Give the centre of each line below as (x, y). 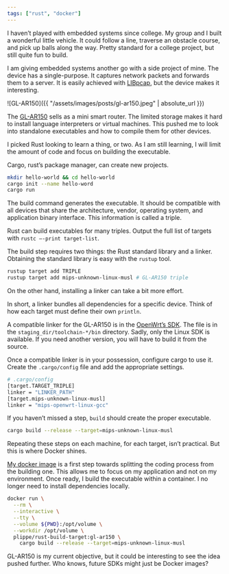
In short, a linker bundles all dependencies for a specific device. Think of (110, 304)
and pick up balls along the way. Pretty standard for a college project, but (111, 47)
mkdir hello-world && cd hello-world (61, 177)
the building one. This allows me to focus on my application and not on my (112, 472)
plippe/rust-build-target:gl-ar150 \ (67, 537)
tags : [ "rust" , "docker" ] (44, 13)
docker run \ (26, 499)
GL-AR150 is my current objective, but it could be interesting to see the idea (114, 556)
